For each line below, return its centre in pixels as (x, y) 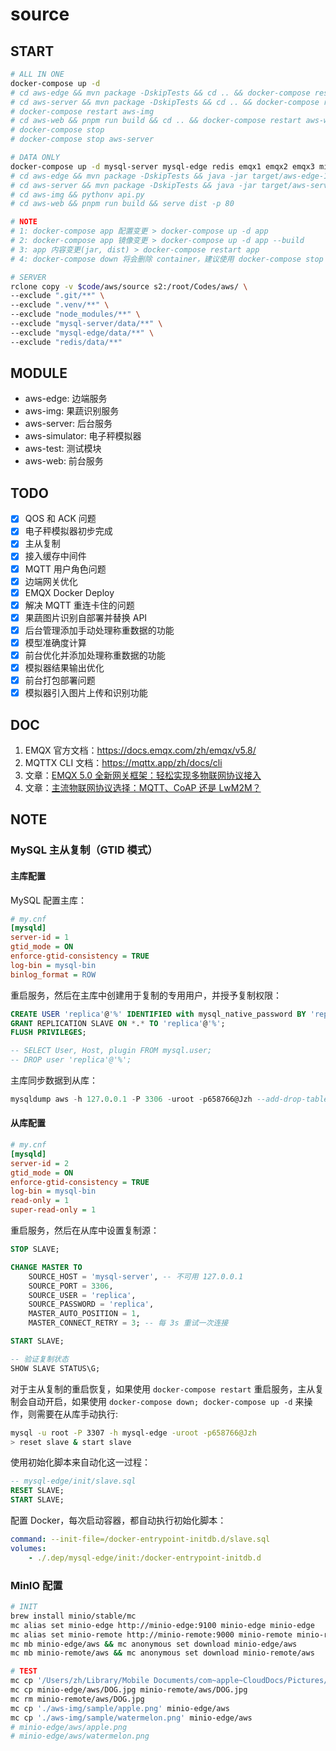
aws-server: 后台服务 (68, 424)
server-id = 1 (40, 938)
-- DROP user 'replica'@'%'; (71, 1060)
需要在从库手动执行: (77, 1414)
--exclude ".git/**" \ (57, 296)
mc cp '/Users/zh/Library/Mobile (80, 1681)
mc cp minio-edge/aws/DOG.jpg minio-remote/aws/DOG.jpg (129, 1690)
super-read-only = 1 (53, 1210)
